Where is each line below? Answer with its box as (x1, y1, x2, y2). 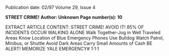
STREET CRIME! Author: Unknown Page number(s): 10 (5, 14, 123, 20)
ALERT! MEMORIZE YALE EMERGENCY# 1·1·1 (5, 46, 99, 51)
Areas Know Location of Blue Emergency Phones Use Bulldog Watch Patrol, (5, 35, 164, 41)
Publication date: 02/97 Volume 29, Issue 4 (5, 5, 96, 10)
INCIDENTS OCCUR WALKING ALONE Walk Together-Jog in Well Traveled (5, 30, 161, 35)
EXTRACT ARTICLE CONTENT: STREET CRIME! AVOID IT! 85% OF (5, 24, 144, 30)
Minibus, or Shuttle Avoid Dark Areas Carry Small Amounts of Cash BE (5, 40, 153, 46)
